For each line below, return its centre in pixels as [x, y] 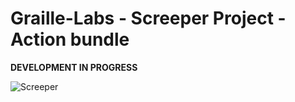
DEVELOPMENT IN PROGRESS [74, 67]
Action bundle [70, 39]
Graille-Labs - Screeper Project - [148, 18]
